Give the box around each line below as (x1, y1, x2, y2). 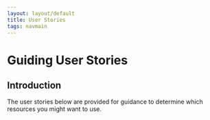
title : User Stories (7, 16, 67, 23)
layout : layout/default (7, 10, 75, 17)
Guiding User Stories (7, 52, 128, 68)
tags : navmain (7, 23, 48, 29)
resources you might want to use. (7, 105, 102, 113)
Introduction (7, 80, 62, 91)
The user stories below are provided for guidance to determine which (7, 97, 204, 106)
